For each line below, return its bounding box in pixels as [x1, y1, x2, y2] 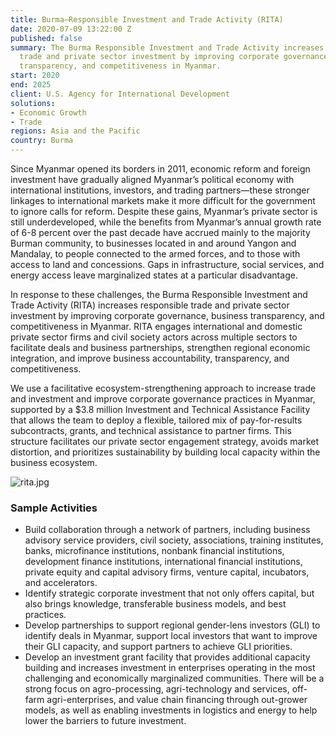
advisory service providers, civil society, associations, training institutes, [24, 534, 324, 546]
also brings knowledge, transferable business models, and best [24, 598, 287, 610]
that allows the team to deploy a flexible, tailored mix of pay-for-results [10, 414, 303, 426]
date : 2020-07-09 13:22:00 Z [10, 24, 132, 34]
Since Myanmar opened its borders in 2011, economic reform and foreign [10, 163, 311, 175]
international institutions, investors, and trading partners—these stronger [10, 184, 310, 196]
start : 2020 [10, 71, 60, 81]
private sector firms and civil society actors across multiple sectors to [10, 331, 298, 343]
